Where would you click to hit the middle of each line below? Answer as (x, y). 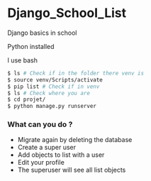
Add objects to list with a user (61, 155)
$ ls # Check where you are (49, 93)
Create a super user (47, 148)
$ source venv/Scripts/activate (55, 79)
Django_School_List (67, 13)
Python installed (31, 46)
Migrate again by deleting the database (75, 140)
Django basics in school (42, 33)
